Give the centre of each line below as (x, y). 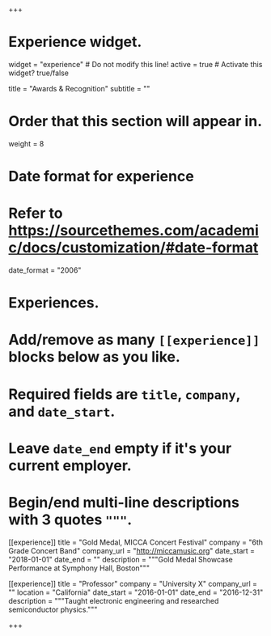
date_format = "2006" (45, 270)
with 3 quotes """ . (70, 519)
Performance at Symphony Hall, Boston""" (79, 568)
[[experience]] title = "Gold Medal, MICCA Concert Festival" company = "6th (136, 542)
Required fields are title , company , (125, 394)
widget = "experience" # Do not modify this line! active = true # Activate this (135, 64)
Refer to (36, 213)
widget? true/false (38, 73)
